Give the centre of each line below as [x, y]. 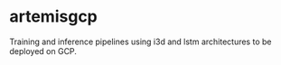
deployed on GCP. [43, 51]
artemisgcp [53, 17]
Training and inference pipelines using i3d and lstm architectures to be [140, 42]
